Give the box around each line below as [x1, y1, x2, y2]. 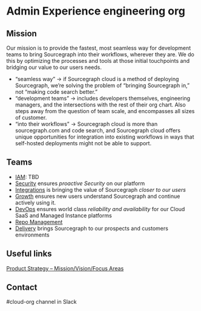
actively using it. [15, 198, 56, 206]
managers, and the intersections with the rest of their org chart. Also [15, 101, 186, 108]
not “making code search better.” [15, 88, 98, 95]
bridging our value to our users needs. [6, 64, 102, 71]
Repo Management [15, 218, 63, 225]
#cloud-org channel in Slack [6, 298, 77, 306]
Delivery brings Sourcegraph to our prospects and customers [15, 224, 168, 232]
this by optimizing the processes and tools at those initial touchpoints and [6, 57, 190, 64]
